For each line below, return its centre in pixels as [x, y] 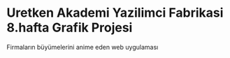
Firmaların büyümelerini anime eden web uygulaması [82, 47]
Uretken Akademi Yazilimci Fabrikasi [115, 13]
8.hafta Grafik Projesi [70, 28]
